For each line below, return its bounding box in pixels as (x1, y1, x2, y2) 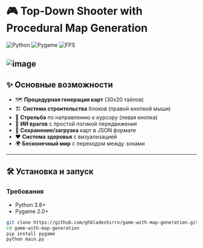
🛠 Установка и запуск (6, 166, 94, 176)
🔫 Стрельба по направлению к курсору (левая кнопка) (14, 114, 158, 121)
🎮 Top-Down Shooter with (6, 4, 143, 18)
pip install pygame (6, 230, 56, 236)
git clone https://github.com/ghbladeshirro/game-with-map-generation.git (6, 219, 199, 226)
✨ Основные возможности (6, 79, 114, 90)
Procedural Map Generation (6, 21, 148, 35)
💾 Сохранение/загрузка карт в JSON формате (14, 127, 137, 134)
